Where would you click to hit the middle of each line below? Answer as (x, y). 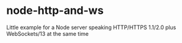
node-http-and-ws (55, 11)
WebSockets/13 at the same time (48, 33)
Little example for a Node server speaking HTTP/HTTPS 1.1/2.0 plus (91, 27)
